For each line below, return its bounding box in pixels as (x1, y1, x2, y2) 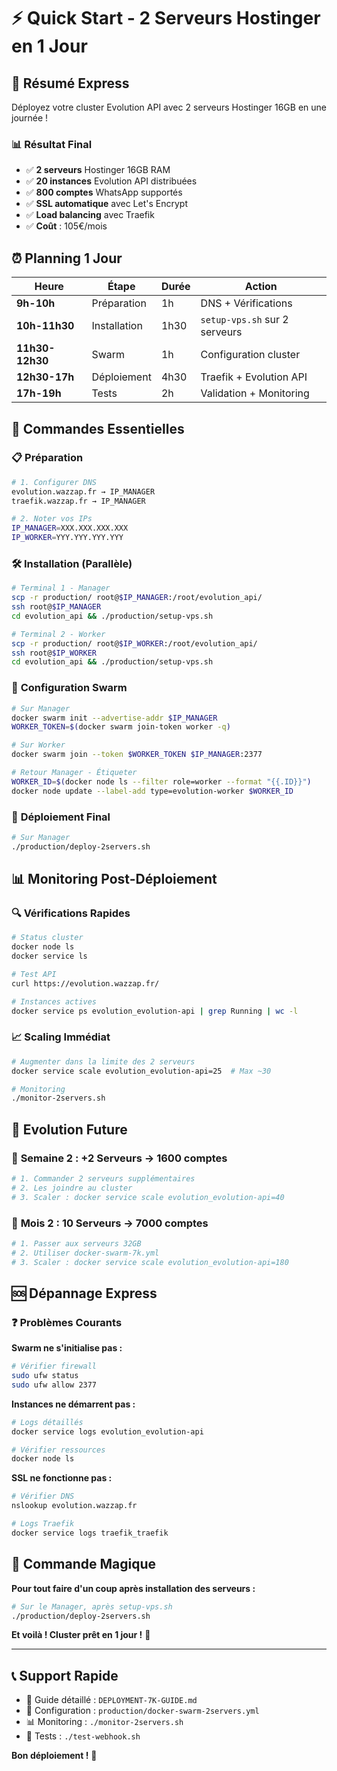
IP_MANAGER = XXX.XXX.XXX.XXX (11, 523, 129, 534)
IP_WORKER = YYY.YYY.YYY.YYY (11, 533, 124, 543)
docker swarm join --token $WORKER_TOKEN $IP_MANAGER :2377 (11, 750, 263, 760)
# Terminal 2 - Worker (11, 629, 106, 639)
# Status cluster (11, 933, 84, 943)
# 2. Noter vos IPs (11, 514, 93, 524)
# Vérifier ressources (11, 1445, 106, 1455)
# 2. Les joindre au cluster (11, 1183, 133, 1193)
